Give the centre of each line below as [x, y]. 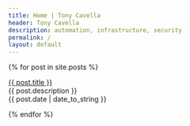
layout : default [35, 45]
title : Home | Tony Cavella [55, 15]
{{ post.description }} [43, 91]
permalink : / [30, 37]
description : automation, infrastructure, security [95, 30]
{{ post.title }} [30, 83]
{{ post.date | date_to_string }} [57, 99]
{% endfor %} [31, 114]
